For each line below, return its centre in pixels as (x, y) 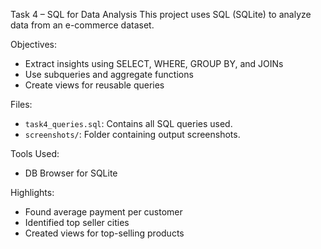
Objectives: (33, 44)
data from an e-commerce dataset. (82, 25)
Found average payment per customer (103, 212)
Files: (21, 104)
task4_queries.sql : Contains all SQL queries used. (128, 123)
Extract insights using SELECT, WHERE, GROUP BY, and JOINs (154, 63)
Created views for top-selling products (104, 233)
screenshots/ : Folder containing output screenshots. (132, 134)
